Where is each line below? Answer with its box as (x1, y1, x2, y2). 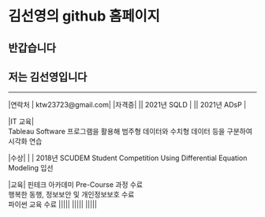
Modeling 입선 (8, 163, 54, 173)
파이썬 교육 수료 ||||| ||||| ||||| (8, 200, 97, 209)
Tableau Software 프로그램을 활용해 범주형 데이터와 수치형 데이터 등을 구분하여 (8, 127, 252, 137)
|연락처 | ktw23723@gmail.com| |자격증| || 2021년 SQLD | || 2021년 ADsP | (8, 100, 247, 110)
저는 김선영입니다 (8, 70, 88, 84)
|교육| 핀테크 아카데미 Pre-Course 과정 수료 (8, 180, 144, 189)
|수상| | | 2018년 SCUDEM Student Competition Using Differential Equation (8, 153, 248, 163)
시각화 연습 (8, 137, 43, 146)
